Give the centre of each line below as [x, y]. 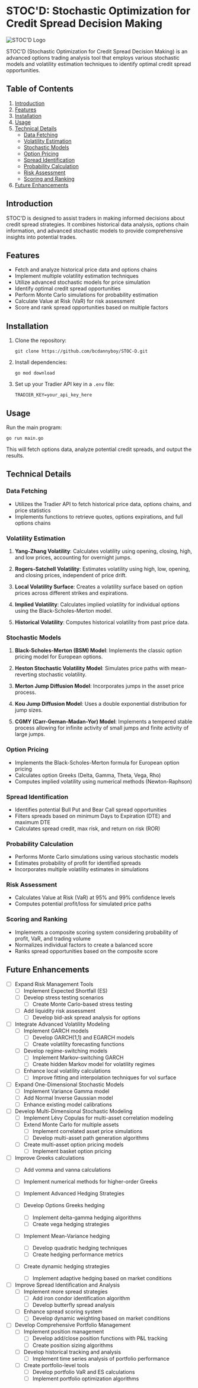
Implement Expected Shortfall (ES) [66, 990]
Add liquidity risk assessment [60, 1010]
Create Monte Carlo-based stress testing [82, 1004]
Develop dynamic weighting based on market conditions [101, 1318]
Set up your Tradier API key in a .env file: [64, 384]
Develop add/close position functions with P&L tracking [100, 1338]
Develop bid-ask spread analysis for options [86, 1017]
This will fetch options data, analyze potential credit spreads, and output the [99, 449]
